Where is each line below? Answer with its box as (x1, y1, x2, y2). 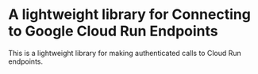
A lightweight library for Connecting (8, 6, 252, 24)
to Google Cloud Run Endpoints (8, 22, 218, 40)
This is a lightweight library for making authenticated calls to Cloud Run (8, 48, 242, 57)
